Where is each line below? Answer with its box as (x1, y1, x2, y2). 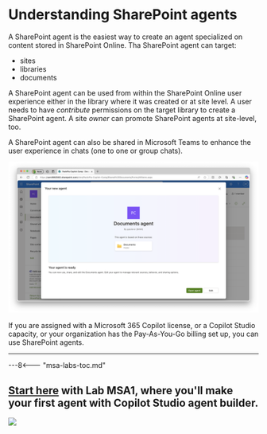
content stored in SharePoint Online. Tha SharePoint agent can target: (8, 40, 237, 49)
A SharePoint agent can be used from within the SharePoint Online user (8, 88, 242, 97)
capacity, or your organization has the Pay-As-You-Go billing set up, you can (8, 329, 259, 339)
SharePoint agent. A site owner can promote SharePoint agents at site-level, (8, 113, 257, 123)
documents (19, 72, 57, 82)
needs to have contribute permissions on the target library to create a (8, 105, 236, 115)
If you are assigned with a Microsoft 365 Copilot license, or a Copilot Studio (8, 321, 256, 330)
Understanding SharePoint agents (8, 6, 238, 24)
